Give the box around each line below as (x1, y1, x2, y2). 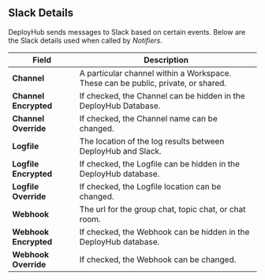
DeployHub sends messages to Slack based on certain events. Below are (8, 27, 246, 36)
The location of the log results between (79, 136, 225, 147)
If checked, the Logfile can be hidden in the (79, 158, 241, 169)
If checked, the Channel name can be (79, 113, 218, 124)
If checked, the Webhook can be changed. (79, 254, 237, 265)
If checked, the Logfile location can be (79, 181, 222, 192)
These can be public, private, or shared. (79, 77, 227, 88)
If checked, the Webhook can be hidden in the (79, 226, 250, 237)
